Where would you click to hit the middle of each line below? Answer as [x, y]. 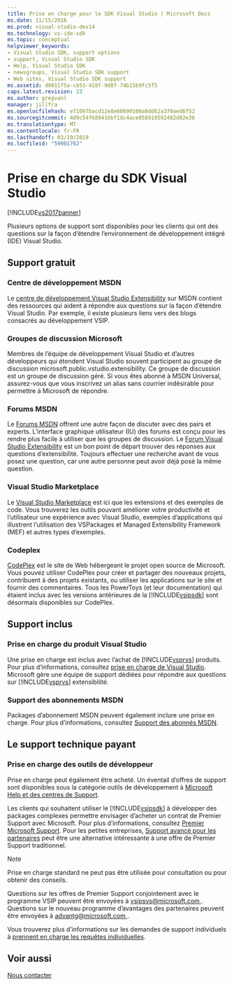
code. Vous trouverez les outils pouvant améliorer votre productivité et [109, 509]
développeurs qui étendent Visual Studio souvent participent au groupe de [115, 362]
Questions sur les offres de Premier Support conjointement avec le [103, 893]
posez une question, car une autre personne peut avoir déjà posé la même [114, 462]
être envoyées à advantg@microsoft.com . [68, 915]
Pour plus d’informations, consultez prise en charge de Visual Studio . [107, 667]
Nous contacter [30, 976]
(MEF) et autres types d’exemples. [57, 531]
